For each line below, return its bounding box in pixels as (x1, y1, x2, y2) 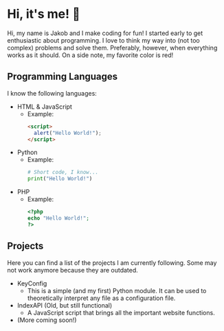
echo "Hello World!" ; (27, 215, 89, 222)
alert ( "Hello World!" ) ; (33, 129, 102, 136)
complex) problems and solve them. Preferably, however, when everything (7, 43, 218, 52)
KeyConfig (16, 279, 47, 288)
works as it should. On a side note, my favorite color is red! (7, 51, 174, 59)
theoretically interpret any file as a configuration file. (27, 294, 176, 302)
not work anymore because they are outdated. (7, 266, 139, 274)
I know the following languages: (7, 89, 98, 97)
